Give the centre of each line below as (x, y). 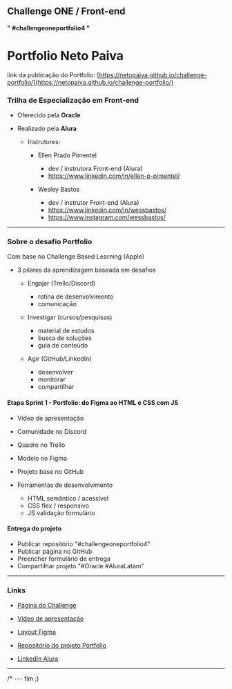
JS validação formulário (61, 512)
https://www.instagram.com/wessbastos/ (107, 217)
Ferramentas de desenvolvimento (65, 485)
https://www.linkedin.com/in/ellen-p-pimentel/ (114, 176)
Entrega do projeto (35, 529)
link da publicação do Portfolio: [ (53, 74)
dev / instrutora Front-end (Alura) (95, 169)
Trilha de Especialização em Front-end (73, 100)
